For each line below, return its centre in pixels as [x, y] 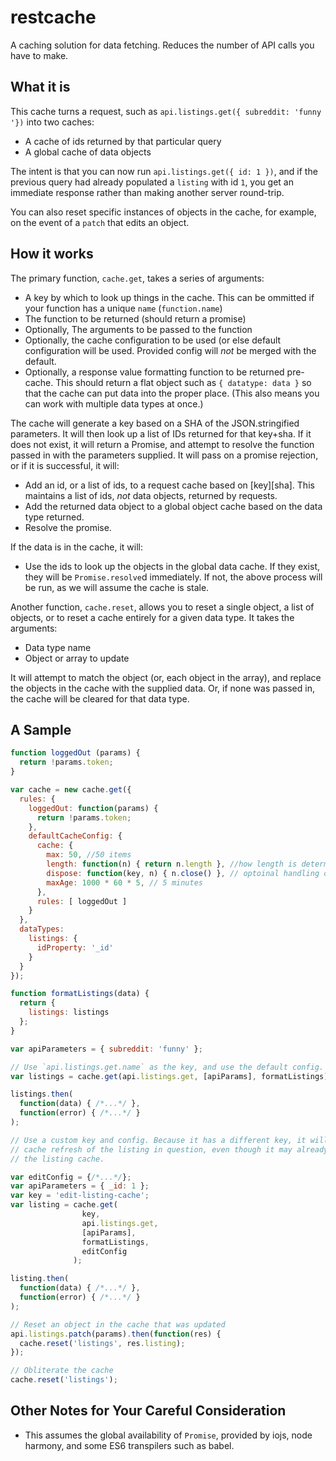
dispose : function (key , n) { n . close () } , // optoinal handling [183, 873]
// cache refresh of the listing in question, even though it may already [169, 1149]
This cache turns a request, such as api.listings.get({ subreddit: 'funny [166, 111]
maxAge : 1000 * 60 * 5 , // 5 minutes [124, 882]
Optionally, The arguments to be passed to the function [138, 329]
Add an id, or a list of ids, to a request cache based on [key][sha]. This [169, 485]
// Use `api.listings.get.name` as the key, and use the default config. [167, 1067]
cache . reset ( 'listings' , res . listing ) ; [102, 1343]
